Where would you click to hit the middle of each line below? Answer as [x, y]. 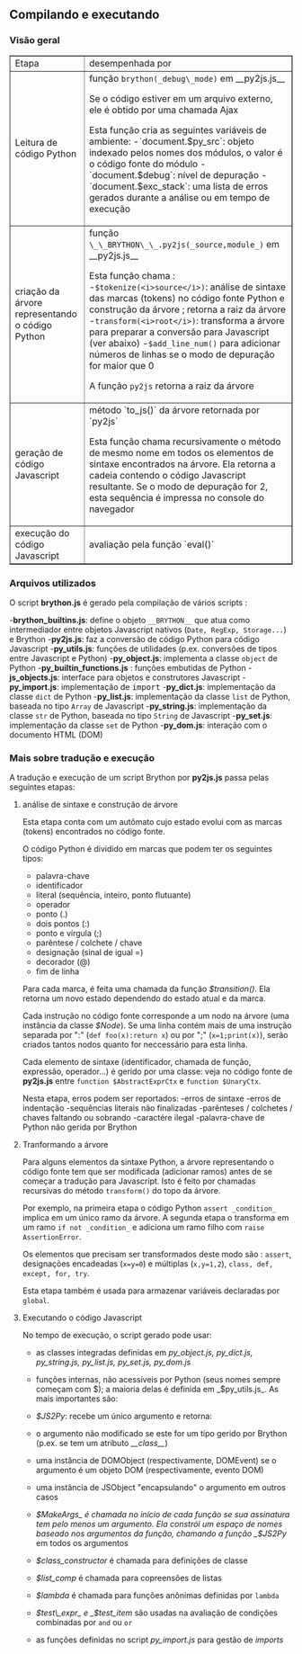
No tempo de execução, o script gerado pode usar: [117, 1336]
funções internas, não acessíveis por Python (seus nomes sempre [158, 1380]
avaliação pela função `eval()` [151, 544]
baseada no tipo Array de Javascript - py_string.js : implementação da [138, 706]
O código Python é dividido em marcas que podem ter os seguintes [147, 849]
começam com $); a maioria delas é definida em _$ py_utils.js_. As [157, 1390]
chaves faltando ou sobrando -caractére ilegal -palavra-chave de [143, 1118]
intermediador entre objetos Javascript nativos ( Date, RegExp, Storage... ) [148, 630]
